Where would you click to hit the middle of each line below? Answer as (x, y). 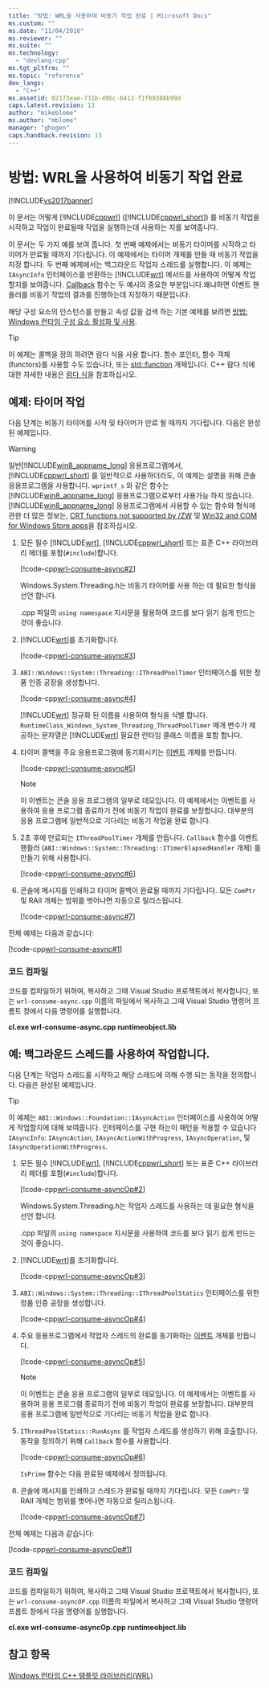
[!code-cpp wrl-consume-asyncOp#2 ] (83, 1190)
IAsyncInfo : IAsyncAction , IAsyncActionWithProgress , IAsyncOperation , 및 (129, 1137)
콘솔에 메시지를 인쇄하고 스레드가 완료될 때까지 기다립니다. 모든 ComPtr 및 (134, 1491)
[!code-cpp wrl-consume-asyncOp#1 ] (70, 1550)
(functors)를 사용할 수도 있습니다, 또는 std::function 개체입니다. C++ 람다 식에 (132, 364)
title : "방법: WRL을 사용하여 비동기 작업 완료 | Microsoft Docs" (110, 16)
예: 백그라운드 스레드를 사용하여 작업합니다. (109, 1054)
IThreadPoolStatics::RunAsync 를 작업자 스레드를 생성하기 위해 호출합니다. (139, 1431)
